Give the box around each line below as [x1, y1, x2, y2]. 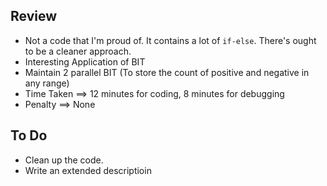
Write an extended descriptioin [24, 164, 152, 176]
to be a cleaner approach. [24, 45, 132, 57]
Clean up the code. [24, 154, 104, 166]
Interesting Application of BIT [24, 55, 146, 68]
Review [10, 8, 58, 25]
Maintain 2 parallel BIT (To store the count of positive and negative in [24, 66, 310, 78]
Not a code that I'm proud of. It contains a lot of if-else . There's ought [24, 34, 317, 46]
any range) [24, 77, 70, 89]
